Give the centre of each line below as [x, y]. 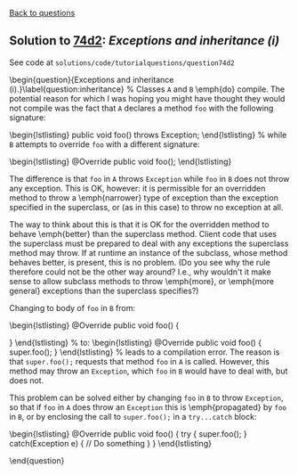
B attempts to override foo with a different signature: [105, 144]
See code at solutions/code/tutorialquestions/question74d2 [122, 62]
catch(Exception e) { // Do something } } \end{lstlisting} [110, 443]
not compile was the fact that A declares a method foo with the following [141, 108]
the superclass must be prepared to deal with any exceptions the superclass [149, 243]
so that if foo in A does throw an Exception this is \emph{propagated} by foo [148, 407]
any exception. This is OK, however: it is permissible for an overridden [137, 188]
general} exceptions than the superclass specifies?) [104, 291]
